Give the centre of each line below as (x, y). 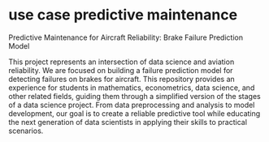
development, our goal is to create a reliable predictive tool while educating (134, 113)
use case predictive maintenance (123, 15)
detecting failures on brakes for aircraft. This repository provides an (122, 79)
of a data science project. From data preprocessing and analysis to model (132, 105)
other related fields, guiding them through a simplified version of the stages (135, 96)
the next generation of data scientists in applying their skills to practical (128, 122)
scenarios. (26, 131)
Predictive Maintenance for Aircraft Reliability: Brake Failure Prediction (126, 37)
